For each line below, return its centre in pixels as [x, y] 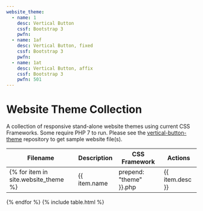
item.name [93, 184]
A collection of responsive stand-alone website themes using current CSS [98, 126]
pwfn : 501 [30, 79]
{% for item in [29, 172]
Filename [40, 158]
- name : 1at [27, 62]
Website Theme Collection [74, 109]
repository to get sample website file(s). [73, 139]
